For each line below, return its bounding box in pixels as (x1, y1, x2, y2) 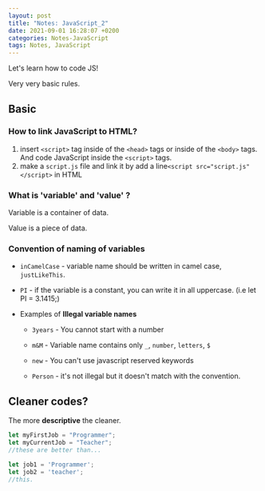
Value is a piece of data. (8, 223, 88, 233)
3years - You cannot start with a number (31, 325, 164, 334)
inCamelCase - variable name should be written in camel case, (19, 261, 222, 271)
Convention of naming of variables (8, 243, 145, 254)
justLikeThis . (19, 269, 65, 280)
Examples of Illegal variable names (19, 309, 137, 319)
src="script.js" (196, 162, 250, 170)
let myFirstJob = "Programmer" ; (8, 431, 116, 440)
